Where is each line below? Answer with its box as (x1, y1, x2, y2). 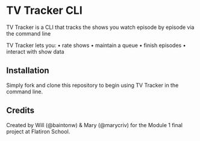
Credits (6, 105, 35, 116)
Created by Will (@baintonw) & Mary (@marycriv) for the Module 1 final (6, 121, 183, 128)
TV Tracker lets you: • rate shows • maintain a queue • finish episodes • (6, 42, 186, 49)
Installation (6, 66, 49, 76)
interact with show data (6, 48, 64, 55)
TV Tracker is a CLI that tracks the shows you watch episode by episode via (6, 23, 195, 31)
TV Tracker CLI (6, 4, 83, 17)
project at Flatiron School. (6, 128, 70, 135)
